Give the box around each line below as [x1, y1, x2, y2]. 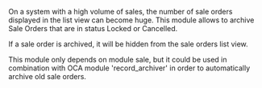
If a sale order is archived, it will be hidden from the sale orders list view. [8, 39, 248, 49]
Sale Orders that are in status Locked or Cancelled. [8, 24, 178, 33]
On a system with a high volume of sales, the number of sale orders [8, 7, 233, 16]
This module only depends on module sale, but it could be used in [8, 55, 227, 64]
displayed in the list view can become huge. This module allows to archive [8, 15, 255, 25]
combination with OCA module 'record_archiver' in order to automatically [8, 63, 251, 73]
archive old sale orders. [8, 72, 87, 81]
